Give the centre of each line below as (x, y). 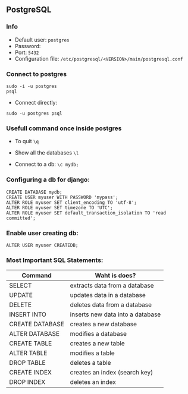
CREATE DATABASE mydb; (34, 192)
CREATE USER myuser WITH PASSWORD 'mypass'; (62, 197)
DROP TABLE (27, 363)
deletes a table (90, 363)
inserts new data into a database (115, 314)
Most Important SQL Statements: (55, 260)
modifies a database (98, 334)
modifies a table (92, 353)
